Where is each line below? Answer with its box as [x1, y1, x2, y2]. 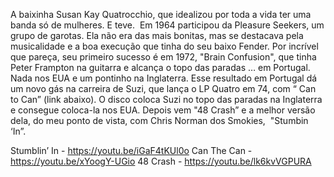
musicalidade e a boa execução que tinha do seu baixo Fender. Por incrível [10, 40, 319, 52]
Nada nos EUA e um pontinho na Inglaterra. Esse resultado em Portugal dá [10, 72, 318, 84]
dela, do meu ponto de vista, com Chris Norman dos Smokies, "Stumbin [10, 115, 309, 126]
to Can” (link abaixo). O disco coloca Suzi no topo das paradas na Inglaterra [10, 94, 323, 105]
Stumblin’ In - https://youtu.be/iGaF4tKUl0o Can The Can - [10, 145, 253, 156]
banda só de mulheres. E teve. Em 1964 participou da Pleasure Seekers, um [10, 19, 325, 31]
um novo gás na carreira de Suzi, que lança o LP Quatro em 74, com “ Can [10, 83, 317, 94]
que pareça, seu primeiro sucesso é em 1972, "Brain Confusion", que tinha [10, 51, 317, 63]
